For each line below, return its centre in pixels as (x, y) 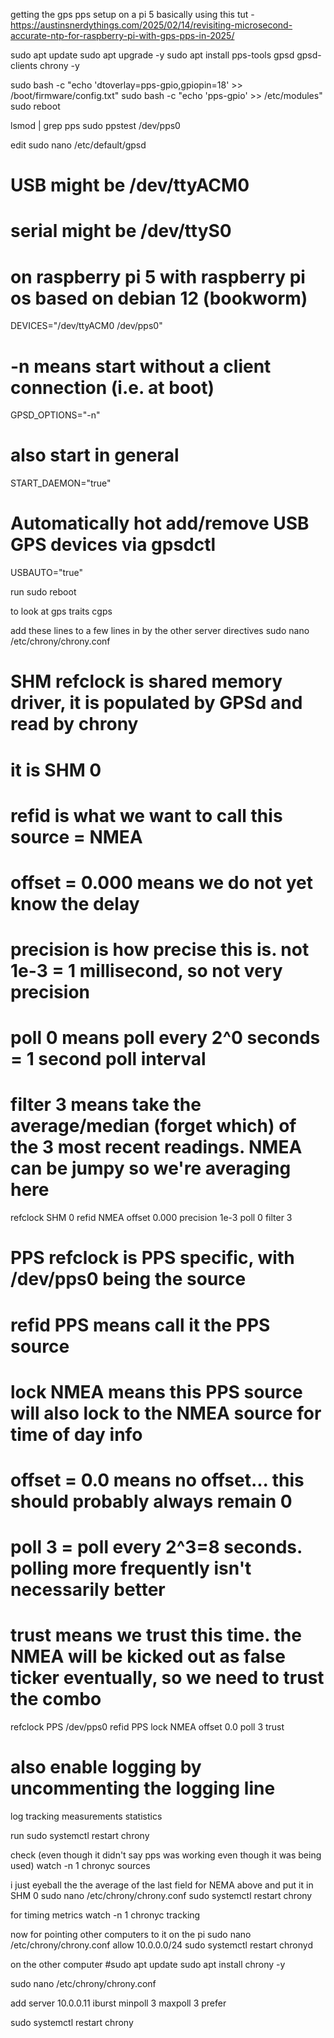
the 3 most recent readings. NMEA (156, 1147)
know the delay (75, 903)
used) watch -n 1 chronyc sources (80, 1865)
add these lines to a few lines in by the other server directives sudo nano (160, 631)
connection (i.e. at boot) (112, 387)
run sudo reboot (43, 592)
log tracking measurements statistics (86, 1816)
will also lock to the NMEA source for (166, 1413)
